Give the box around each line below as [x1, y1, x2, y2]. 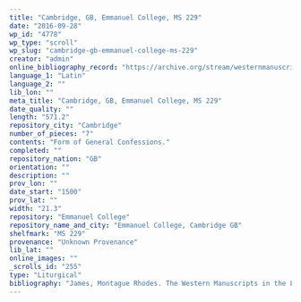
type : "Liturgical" [9, 271, 82, 280]
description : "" [9, 171, 70, 180]
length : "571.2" [9, 113, 70, 122]
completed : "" [9, 146, 63, 155]
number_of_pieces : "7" [9, 130, 94, 138]
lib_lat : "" [9, 246, 54, 255]
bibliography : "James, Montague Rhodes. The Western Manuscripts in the [9, 279, 287, 288]
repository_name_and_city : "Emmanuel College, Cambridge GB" [9, 221, 243, 230]
